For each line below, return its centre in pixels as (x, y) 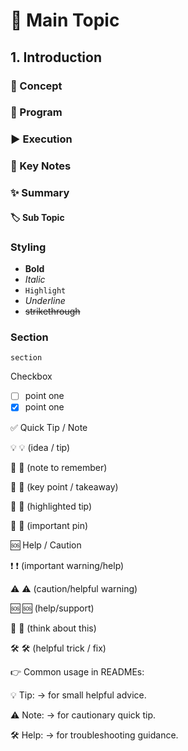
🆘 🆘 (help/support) (52, 608)
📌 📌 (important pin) (49, 525)
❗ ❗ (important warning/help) (67, 565)
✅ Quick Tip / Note (49, 427)
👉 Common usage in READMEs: (77, 671)
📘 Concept (36, 86)
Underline (45, 301)
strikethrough (52, 311)
